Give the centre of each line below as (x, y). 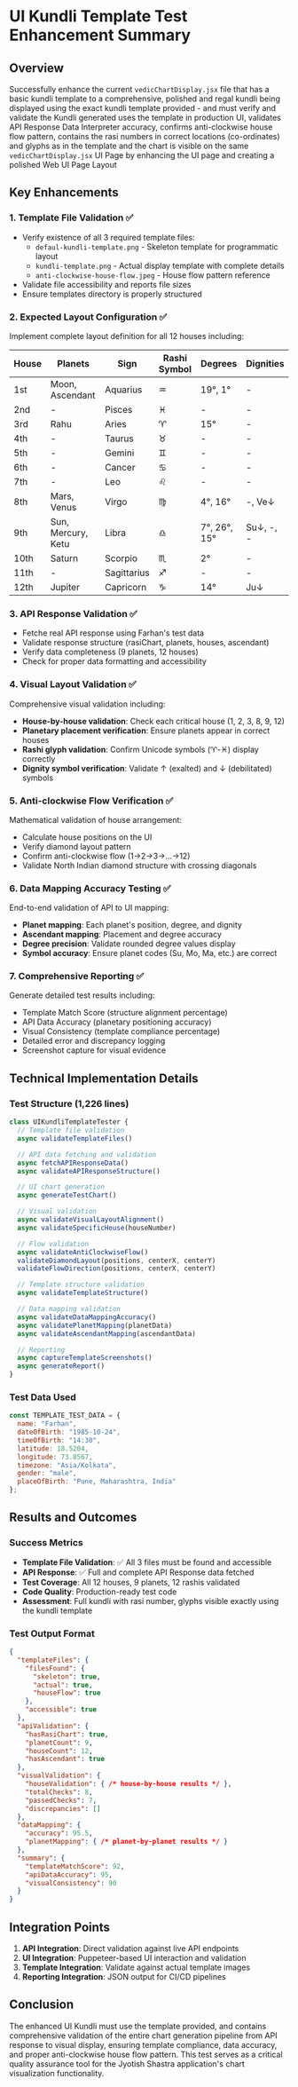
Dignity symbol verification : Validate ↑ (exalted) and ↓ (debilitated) (147, 768)
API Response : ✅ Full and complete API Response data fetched (138, 1572)
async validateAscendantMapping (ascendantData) (107, 1333)
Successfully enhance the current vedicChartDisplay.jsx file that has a (139, 89)
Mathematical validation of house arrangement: (96, 819)
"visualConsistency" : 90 (71, 1883)
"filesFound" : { (55, 1668)
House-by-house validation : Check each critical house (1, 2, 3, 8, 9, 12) (153, 721)
